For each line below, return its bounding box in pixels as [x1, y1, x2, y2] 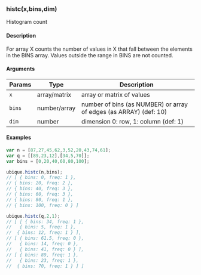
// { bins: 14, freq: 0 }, [6, 241, 79, 247]
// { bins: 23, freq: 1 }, [6, 257, 79, 264]
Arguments [6, 65, 35, 73]
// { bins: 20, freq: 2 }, [6, 180, 74, 186]
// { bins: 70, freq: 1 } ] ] [6, 263, 84, 269]
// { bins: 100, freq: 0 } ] [6, 202, 79, 208]
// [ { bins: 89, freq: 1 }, [6, 252, 79, 258]
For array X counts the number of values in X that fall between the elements [6, 45, 193, 52]
